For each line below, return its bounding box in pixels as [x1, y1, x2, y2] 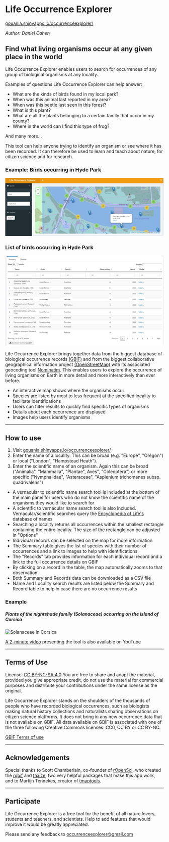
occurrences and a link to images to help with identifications [12, 548, 138, 554]
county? [12, 118, 30, 124]
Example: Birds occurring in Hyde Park [5, 166, 102, 173]
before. [5, 378, 21, 384]
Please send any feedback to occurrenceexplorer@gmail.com [5, 831, 133, 837]
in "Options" [12, 532, 38, 538]
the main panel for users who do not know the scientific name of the [12, 494, 154, 501]
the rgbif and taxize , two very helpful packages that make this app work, [5, 772, 155, 778]
